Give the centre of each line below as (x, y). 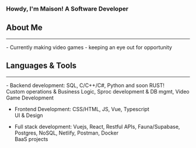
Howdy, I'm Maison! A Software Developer (67, 9)
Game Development (30, 98)
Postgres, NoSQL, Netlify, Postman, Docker (66, 133)
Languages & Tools (41, 66)
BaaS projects (31, 139)
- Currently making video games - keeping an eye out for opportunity (89, 47)
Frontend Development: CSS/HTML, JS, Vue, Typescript (82, 109)
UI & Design (29, 115)
